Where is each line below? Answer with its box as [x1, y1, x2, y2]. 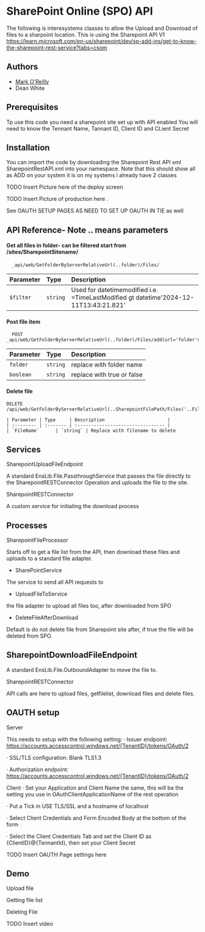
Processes [6, 520, 48, 531]
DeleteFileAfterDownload [15, 614, 78, 621]
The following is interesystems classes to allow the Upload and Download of [6, 24, 198, 32]
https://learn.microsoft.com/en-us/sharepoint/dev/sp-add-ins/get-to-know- [6, 37, 197, 45]
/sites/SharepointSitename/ [6, 249, 79, 256]
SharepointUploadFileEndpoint [6, 461, 84, 468]
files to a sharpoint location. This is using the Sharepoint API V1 [6, 31, 165, 38]
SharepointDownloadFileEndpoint [6, 650, 137, 660]
